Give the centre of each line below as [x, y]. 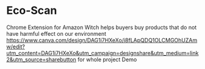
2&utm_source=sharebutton [41, 59]
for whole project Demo [107, 59]
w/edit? [16, 47]
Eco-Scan [32, 11]
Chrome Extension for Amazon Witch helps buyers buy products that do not [102, 27]
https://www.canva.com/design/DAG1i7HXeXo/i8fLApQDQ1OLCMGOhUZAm [102, 40]
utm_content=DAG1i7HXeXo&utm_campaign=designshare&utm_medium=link [103, 53]
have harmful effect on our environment [56, 33]
